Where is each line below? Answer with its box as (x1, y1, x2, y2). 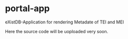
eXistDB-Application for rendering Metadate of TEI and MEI (5, 19, 124, 25)
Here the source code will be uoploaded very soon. (5, 28, 108, 34)
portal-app (5, 3, 50, 14)
